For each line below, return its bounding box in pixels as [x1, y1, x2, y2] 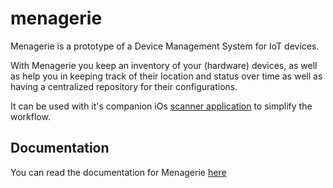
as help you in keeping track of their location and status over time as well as [10, 70, 323, 82]
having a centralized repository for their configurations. [10, 80, 238, 92]
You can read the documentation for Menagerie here [10, 166, 227, 178]
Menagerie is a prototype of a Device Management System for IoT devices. [10, 40, 320, 52]
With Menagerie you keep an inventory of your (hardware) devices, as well [10, 59, 318, 71]
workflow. [10, 110, 51, 122]
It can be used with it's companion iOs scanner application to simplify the [10, 100, 313, 112]
